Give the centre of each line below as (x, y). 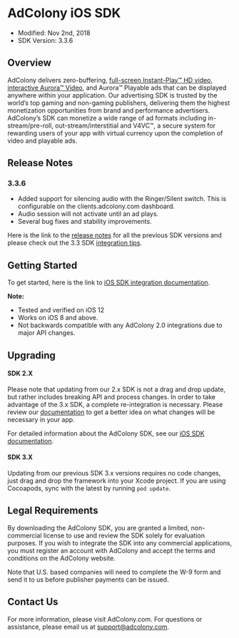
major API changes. (46, 333)
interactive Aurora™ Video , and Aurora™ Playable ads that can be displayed (117, 88)
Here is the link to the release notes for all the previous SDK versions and (115, 235)
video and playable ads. (42, 140)
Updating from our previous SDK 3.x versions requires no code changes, (114, 473)
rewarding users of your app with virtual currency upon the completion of (115, 133)
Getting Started (42, 265)
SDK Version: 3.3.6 (45, 40)
